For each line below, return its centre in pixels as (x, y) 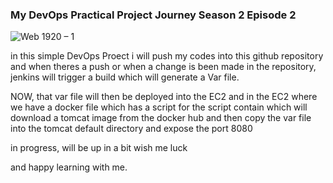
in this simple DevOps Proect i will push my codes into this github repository (167, 56)
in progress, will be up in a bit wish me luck (99, 148)
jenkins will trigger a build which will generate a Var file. (125, 77)
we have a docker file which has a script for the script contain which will (159, 107)
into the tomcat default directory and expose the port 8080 (131, 129)
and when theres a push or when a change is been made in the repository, (163, 67)
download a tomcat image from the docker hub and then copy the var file (161, 118)
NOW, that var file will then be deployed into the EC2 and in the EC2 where (164, 97)
